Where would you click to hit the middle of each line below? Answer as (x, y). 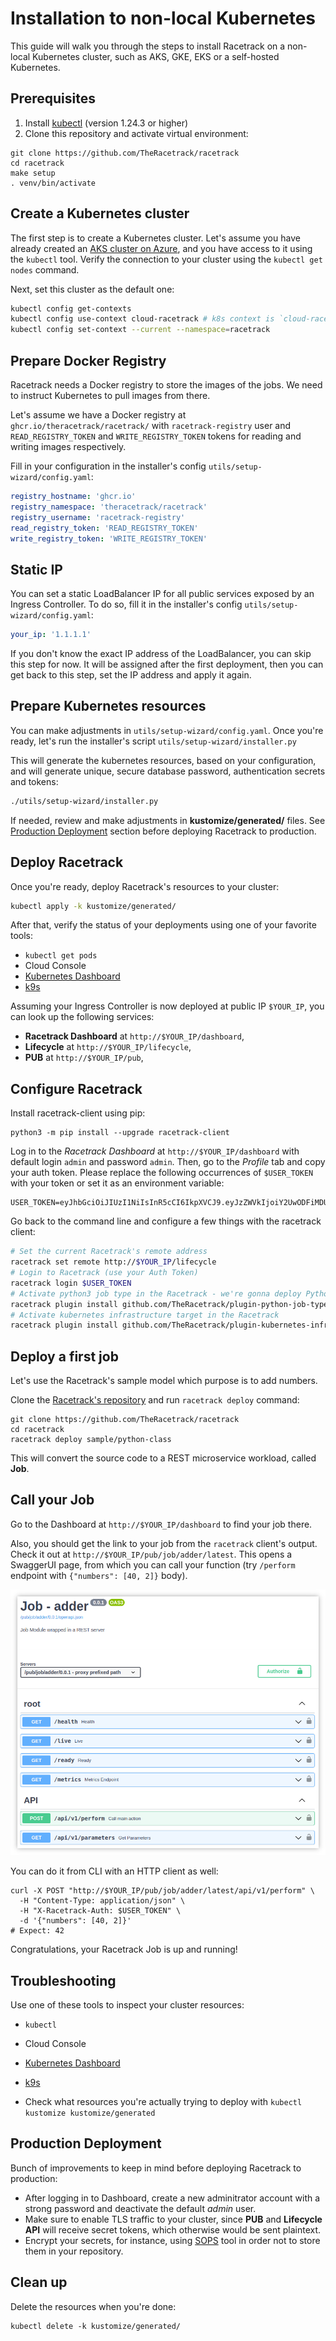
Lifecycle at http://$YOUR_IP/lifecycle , (108, 1047)
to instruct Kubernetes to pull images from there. (110, 395)
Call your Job (52, 1500)
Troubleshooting (63, 1980)
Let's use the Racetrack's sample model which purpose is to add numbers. (164, 1381)
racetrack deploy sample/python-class (91, 1440)
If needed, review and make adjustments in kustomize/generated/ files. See (168, 820)
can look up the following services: (82, 1017)
